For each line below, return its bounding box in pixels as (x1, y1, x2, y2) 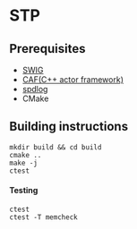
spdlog (21, 84, 48, 94)
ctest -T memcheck (9, 213, 78, 222)
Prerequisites (9, 41, 86, 56)
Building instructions (9, 119, 128, 134)
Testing (9, 185, 39, 196)
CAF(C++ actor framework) (21, 74, 124, 85)
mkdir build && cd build (9, 142, 102, 152)
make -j (9, 158, 39, 167)
